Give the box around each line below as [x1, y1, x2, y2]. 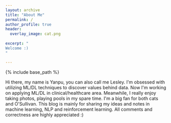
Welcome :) [5, 46, 29, 51]
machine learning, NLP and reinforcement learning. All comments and [5, 106, 153, 112]
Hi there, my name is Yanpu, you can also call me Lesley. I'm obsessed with [5, 79, 165, 85]
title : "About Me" [5, 12, 45, 17]
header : [5, 27, 22, 32]
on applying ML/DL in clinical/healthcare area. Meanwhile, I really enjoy [5, 90, 157, 96]
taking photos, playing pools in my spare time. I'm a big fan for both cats [5, 95, 158, 101]
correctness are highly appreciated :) [5, 111, 84, 118]
